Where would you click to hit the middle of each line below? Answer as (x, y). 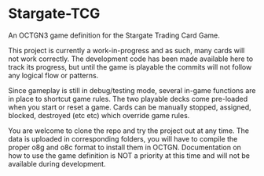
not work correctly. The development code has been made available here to (131, 59)
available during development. (57, 163)
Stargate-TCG (54, 14)
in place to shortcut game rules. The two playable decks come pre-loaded (128, 99)
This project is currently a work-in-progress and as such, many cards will (126, 50)
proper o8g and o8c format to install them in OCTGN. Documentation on (125, 147)
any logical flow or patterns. (53, 75)
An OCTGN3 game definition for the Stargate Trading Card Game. (114, 35)
